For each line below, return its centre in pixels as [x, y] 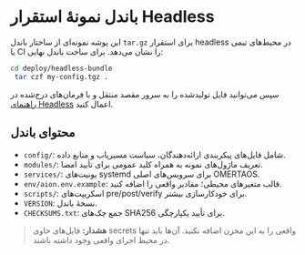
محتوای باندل [43, 133]
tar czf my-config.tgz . [61, 76]
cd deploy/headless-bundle [61, 68]
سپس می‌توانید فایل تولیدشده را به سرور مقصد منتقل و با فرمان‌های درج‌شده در [145, 94]
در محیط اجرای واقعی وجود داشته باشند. [101, 240]
